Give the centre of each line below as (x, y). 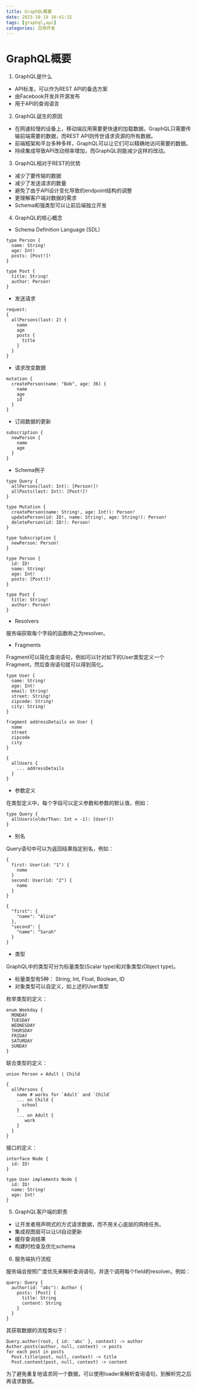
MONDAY (19, 1015)
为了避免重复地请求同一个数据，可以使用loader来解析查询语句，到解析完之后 (99, 1374)
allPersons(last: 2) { (39, 320)
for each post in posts (35, 1352)
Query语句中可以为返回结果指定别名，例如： (60, 848)
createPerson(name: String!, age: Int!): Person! (73, 512)
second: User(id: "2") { (42, 881)
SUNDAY (19, 1046)
